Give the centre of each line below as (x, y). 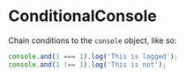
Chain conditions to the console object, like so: (93, 40)
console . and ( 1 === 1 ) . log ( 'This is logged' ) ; (93, 56)
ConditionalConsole (83, 16)
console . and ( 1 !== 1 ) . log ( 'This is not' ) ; (87, 64)
